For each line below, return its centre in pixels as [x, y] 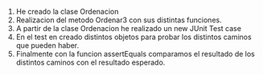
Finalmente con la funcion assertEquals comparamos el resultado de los [136, 54]
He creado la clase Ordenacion [67, 12]
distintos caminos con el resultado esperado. [90, 62]
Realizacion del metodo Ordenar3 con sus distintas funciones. [119, 20]
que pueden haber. [47, 45]
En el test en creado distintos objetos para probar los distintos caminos [134, 37]
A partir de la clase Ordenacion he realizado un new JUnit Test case [128, 28]
